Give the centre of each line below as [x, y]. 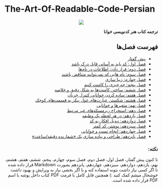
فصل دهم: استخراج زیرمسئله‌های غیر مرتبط [106, 110]
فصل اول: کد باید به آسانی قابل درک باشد [109, 64]
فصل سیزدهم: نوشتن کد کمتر [119, 126]
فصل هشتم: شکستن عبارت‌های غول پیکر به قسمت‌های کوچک [91, 100]
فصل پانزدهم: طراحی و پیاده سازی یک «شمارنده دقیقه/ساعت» [89, 136]
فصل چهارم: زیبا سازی [126, 79]
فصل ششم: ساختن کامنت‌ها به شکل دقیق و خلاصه [100, 90]
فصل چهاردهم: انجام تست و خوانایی [113, 131]
